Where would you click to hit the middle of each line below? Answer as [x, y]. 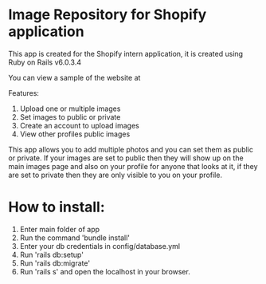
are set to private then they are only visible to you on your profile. [115, 175]
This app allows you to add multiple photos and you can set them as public [131, 149]
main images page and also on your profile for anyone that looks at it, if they [133, 166]
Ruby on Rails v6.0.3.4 [45, 62]
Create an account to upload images [79, 125]
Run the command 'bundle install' [74, 238]
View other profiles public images [75, 134]
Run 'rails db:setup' [51, 254]
